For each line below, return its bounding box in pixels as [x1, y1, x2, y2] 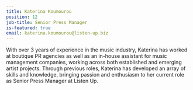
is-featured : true [6, 25, 51, 31]
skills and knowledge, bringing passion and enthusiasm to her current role [6, 71, 184, 78]
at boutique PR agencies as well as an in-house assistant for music [6, 53, 167, 60]
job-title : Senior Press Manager [6, 19, 88, 25]
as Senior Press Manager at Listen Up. [6, 77, 98, 85]
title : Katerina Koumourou [6, 8, 72, 15]
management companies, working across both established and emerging [6, 59, 182, 66]
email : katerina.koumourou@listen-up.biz [6, 30, 109, 36]
